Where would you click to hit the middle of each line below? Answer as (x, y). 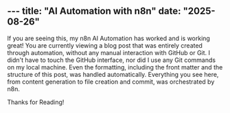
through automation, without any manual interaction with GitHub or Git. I (109, 52)
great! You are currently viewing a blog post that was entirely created (105, 45)
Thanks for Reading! (36, 102)
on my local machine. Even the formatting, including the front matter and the (115, 67)
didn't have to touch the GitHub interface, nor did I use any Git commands (112, 60)
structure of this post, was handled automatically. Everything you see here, (113, 74)
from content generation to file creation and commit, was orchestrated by (111, 82)
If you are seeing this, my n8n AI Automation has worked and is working (109, 38)
